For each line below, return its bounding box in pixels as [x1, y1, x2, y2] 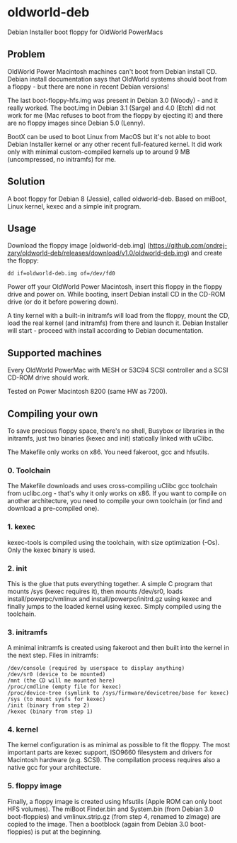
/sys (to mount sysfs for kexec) [7, 696, 106, 703]
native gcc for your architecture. [7, 764, 101, 772]
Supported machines [7, 347, 103, 359]
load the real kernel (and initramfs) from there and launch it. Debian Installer [7, 319, 229, 327]
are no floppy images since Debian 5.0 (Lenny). [7, 119, 146, 127]
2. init [7, 563, 28, 573]
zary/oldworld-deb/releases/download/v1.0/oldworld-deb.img [7, 249, 187, 258]
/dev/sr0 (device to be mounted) [7, 671, 106, 678]
